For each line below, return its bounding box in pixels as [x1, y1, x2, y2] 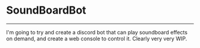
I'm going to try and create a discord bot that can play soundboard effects [6, 28, 187, 36]
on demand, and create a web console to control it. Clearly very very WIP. [6, 35, 187, 42]
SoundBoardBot [6, 4, 86, 17]
